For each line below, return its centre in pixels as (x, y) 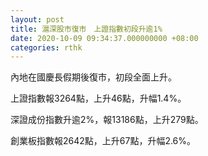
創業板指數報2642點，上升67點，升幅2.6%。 (103, 141)
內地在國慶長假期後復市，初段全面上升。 (93, 77)
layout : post (37, 19)
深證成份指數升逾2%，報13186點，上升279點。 (107, 120)
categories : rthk (46, 47)
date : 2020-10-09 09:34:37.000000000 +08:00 (104, 38)
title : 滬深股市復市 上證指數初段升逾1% (86, 29)
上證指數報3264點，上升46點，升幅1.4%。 (98, 98)
